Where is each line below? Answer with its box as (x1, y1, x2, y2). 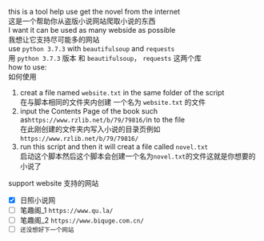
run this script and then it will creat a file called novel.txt (19, 142, 209, 151)
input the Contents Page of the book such (19, 106, 158, 115)
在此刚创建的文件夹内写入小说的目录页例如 (19, 124, 161, 134)
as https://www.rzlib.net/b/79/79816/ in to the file (19, 115, 186, 124)
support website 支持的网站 (8, 179, 99, 187)
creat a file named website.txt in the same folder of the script (19, 88, 225, 97)
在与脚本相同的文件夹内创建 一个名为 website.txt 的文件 (19, 98, 206, 106)
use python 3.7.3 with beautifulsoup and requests (8, 44, 175, 53)
